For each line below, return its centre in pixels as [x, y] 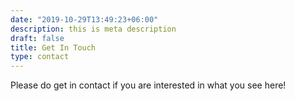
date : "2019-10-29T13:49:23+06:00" [84, 19]
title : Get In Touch [53, 47]
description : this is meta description [93, 29]
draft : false [37, 38]
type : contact [40, 57]
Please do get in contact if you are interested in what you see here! [148, 85]
